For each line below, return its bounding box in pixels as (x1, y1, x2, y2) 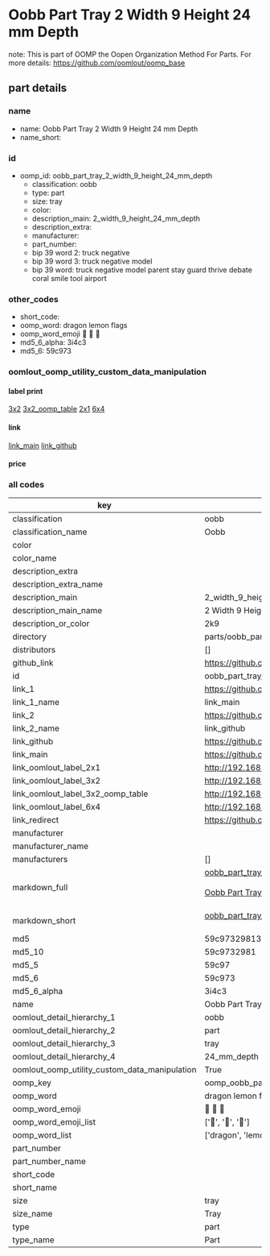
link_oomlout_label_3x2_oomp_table (12, 788, 149, 799)
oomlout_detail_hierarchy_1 (12, 1012, 116, 1023)
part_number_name (12, 1156, 86, 1167)
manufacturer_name (12, 840, 89, 852)
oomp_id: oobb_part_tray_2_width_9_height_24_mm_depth (19, 171, 213, 180)
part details (8, 81, 67, 95)
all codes (8, 479, 45, 491)
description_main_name (12, 605, 103, 616)
